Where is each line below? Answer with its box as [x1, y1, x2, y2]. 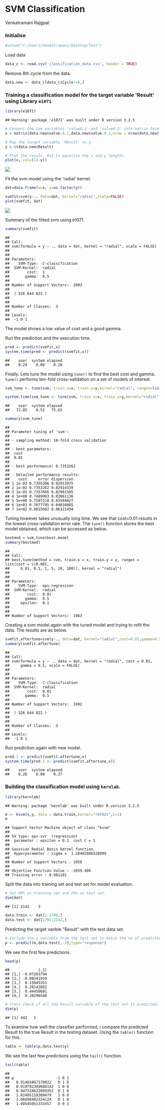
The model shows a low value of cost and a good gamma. [5, 325, 122, 331]
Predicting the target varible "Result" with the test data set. [5, 926, 124, 932]
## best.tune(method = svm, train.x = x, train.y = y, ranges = [5, 557, 139, 562]
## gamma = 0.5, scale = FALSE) [5, 663, 80, 668]
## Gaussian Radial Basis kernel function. [5, 847, 96, 852]
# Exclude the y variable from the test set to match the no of [5, 936, 139, 940]
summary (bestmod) [5, 540, 41, 545]
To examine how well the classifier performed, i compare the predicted [5, 1024, 148, 1030]
